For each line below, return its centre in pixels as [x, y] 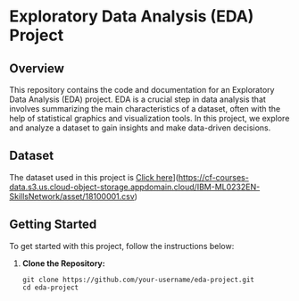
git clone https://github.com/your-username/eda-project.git [138, 280]
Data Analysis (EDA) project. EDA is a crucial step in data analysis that [137, 99]
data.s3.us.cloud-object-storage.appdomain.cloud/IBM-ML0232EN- [135, 187]
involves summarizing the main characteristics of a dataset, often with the [145, 109]
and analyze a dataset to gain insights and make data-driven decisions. [140, 128]
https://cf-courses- [214, 177]
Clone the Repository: [63, 263]
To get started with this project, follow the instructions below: [122, 246]
